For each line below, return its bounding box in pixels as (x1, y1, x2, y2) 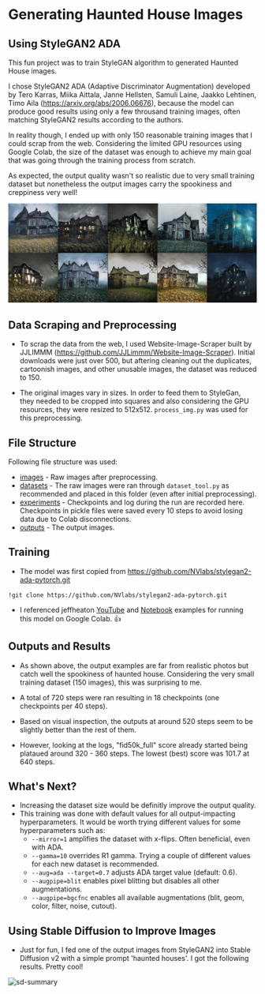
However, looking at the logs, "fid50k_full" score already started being (19, 740, 248, 749)
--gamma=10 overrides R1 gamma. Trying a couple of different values (31, 851, 251, 861)
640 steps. (19, 756, 55, 767)
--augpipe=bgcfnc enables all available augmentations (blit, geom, (31, 893, 244, 902)
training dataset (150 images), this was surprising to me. (19, 677, 203, 687)
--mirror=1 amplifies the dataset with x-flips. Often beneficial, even (31, 835, 251, 844)
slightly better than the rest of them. (19, 725, 136, 734)
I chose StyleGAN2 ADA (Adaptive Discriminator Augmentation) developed (8, 81, 251, 91)
